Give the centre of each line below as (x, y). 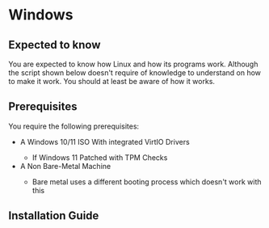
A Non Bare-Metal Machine (65, 166)
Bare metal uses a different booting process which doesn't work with (147, 182)
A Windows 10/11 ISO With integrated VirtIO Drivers (105, 141)
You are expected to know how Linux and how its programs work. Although (133, 64)
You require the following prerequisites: (74, 126)
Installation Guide (54, 216)
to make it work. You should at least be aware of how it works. (112, 81)
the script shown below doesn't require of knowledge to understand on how (134, 73)
